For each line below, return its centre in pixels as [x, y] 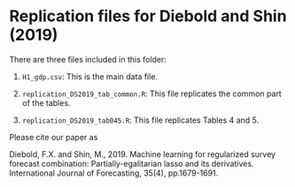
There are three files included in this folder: [88, 59]
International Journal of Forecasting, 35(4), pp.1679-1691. [114, 173]
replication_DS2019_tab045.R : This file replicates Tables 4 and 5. [140, 120]
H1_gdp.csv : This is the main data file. [89, 76]
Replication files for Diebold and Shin [148, 16]
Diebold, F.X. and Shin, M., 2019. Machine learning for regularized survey [143, 154]
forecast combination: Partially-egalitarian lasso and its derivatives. [132, 163]
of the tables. [46, 102]
